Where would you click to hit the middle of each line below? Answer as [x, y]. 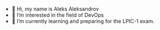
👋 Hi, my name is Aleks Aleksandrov [55, 9]
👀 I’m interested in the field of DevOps [58, 15]
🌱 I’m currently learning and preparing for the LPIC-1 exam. [83, 21]
